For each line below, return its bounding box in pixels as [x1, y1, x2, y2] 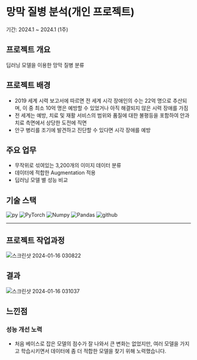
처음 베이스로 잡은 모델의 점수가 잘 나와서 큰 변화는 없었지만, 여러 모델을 [14, 340, 179, 347]
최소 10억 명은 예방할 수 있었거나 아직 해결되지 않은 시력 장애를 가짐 [35, 104, 189, 112]
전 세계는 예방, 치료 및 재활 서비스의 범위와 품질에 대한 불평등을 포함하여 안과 [14, 112, 190, 119]
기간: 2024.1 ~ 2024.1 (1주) [6, 26, 69, 33]
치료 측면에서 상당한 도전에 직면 [14, 119, 87, 126]
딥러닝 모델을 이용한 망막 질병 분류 [6, 61, 84, 68]
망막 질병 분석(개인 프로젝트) [6, 5, 135, 19]
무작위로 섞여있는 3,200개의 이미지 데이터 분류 [14, 162, 121, 169]
